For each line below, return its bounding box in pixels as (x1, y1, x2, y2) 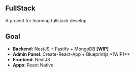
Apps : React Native (12, 62, 54, 68)
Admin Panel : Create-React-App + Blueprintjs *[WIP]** (12, 51, 130, 57)
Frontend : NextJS (12, 56, 51, 62)
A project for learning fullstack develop (5, 17, 87, 23)
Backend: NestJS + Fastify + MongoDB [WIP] (12, 46, 109, 52)
